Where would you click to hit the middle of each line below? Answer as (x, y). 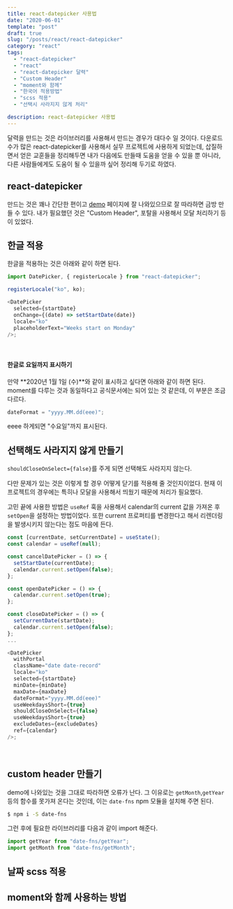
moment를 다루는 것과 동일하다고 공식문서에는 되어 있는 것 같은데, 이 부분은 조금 (116, 390)
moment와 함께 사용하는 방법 (67, 897)
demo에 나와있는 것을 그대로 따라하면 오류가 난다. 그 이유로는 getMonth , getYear (116, 792)
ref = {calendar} (36, 731)
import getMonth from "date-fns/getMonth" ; (72, 848)
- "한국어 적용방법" (38, 91)
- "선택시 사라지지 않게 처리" (51, 105)
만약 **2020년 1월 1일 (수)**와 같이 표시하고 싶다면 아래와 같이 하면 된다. (106, 382)
